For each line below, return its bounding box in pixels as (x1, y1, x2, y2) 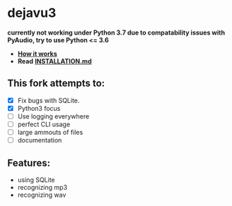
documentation (17, 136, 62, 145)
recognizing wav (17, 190, 66, 199)
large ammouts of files (17, 128, 83, 136)
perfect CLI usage (17, 120, 71, 128)
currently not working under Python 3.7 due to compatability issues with (7, 28, 225, 37)
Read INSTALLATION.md (17, 56, 92, 65)
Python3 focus (17, 104, 61, 112)
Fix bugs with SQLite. (17, 96, 80, 104)
